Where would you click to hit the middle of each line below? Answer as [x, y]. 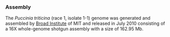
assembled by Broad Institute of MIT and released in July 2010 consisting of [85, 23]
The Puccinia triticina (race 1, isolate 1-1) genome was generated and [78, 18]
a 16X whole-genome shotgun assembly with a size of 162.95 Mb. [75, 29]
